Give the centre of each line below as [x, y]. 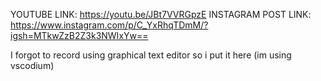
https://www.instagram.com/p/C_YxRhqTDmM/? [109, 25]
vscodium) [32, 65]
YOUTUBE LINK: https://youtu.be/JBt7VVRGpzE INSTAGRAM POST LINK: [161, 14]
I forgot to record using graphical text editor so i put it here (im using [151, 55]
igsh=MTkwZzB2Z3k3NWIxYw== [79, 35]
